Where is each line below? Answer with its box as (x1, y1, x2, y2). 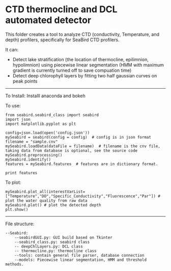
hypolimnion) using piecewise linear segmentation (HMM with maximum (12, 62, 164, 68)
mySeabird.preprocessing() (5, 152, 63, 157)
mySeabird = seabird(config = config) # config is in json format (5, 134, 152, 140)
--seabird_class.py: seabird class (14, 239, 90, 245)
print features (5, 170, 38, 175)
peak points (12, 78, 38, 84)
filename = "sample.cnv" (5, 139, 58, 144)
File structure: (5, 221, 35, 227)
